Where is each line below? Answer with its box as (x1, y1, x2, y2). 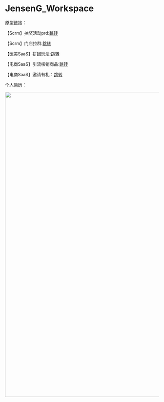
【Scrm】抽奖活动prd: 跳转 (5, 30, 58, 36)
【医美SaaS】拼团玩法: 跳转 (5, 51, 60, 57)
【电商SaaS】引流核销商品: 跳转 (5, 61, 68, 67)
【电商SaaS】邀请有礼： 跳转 (5, 71, 62, 77)
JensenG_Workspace (5, 3, 94, 14)
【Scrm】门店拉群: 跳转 (5, 40, 51, 46)
